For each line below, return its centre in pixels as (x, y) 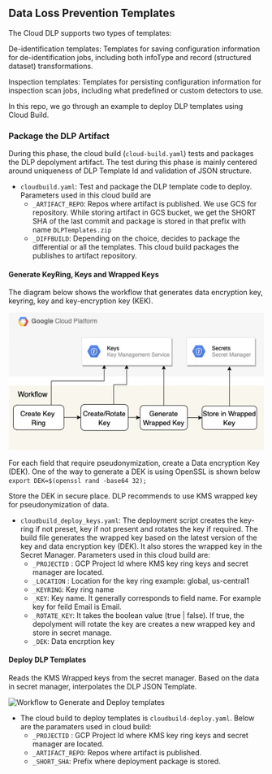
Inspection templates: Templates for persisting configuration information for (135, 81)
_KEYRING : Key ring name (73, 589)
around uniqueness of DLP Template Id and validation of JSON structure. (130, 171)
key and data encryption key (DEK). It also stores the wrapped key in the (141, 546)
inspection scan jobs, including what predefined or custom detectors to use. (136, 90)
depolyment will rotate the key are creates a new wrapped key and (144, 624)
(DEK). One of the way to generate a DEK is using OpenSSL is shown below (134, 472)
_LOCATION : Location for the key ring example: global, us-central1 (141, 580)
